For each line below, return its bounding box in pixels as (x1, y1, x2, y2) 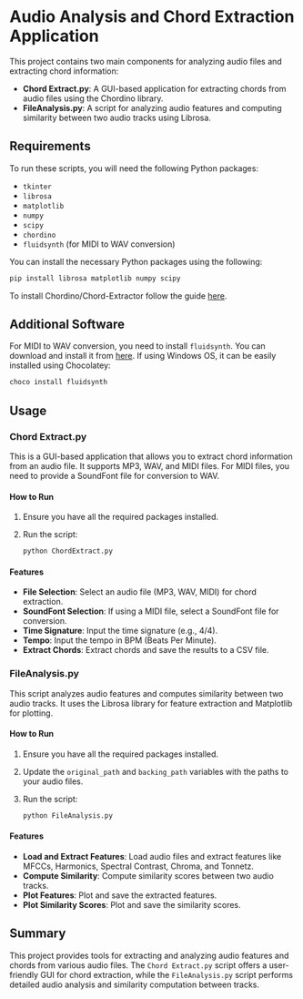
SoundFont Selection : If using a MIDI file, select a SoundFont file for (22, 606, 279, 617)
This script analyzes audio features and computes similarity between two (9, 688, 284, 698)
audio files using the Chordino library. (22, 93, 164, 104)
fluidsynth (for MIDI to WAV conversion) (22, 239, 176, 250)
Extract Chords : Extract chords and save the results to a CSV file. (22, 645, 270, 656)
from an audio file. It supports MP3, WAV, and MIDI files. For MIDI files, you (9, 461, 289, 471)
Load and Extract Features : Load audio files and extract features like (22, 851, 282, 861)
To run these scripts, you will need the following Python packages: (9, 162, 259, 174)
